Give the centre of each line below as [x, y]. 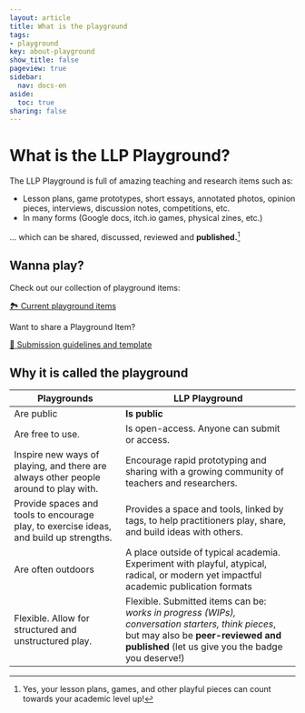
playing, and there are [60, 467]
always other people [58, 477]
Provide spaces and [56, 504]
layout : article [40, 18]
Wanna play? [47, 266]
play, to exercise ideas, [63, 527]
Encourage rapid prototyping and [196, 460]
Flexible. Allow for [52, 618]
